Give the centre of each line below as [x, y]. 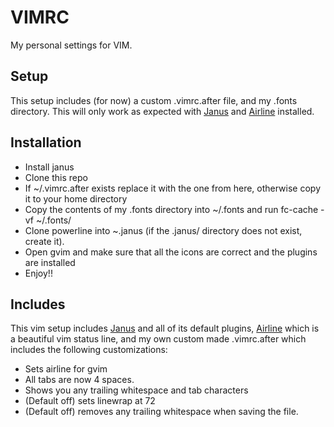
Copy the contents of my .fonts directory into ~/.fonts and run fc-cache [171, 209]
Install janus [49, 167]
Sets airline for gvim [66, 369]
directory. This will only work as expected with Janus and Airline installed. [162, 111]
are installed [50, 262]
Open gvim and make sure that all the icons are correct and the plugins [171, 252]
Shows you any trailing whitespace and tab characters [136, 390]
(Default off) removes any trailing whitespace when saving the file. [161, 412]
